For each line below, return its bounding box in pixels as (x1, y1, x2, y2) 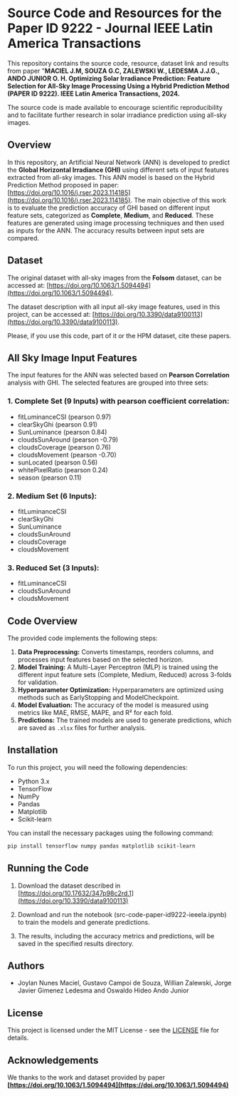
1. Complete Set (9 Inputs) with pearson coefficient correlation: (7, 396, 230, 406)
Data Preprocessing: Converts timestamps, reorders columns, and (17, 648, 214, 656)
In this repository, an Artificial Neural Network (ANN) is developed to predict (7, 158, 230, 166)
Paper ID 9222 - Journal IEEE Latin (7, 20, 213, 36)
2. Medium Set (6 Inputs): (7, 491, 97, 501)
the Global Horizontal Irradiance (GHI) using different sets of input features (7, 166, 229, 174)
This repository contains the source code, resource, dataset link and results (7, 59, 229, 67)
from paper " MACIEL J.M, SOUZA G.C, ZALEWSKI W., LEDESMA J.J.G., (7, 66, 220, 75)
